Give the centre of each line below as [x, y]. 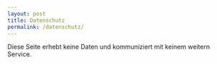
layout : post [27, 14]
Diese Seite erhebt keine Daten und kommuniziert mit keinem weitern [108, 47]
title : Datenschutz [36, 20]
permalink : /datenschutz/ [46, 27]
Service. [20, 54]
